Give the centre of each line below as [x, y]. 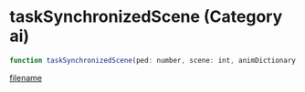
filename [26, 77]
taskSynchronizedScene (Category [146, 17]
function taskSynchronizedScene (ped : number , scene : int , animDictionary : [155, 60]
